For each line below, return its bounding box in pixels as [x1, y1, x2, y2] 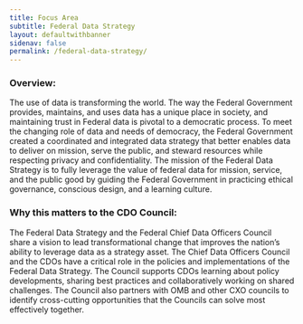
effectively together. [9, 304, 84, 315]
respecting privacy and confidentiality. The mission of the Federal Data [9, 155, 274, 166]
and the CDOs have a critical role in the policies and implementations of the [9, 255, 290, 267]
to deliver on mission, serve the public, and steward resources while [9, 146, 263, 157]
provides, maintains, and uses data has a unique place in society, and [9, 107, 269, 118]
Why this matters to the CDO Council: [9, 206, 178, 219]
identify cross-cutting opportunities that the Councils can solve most [9, 294, 266, 305]
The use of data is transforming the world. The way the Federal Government [9, 97, 293, 109]
